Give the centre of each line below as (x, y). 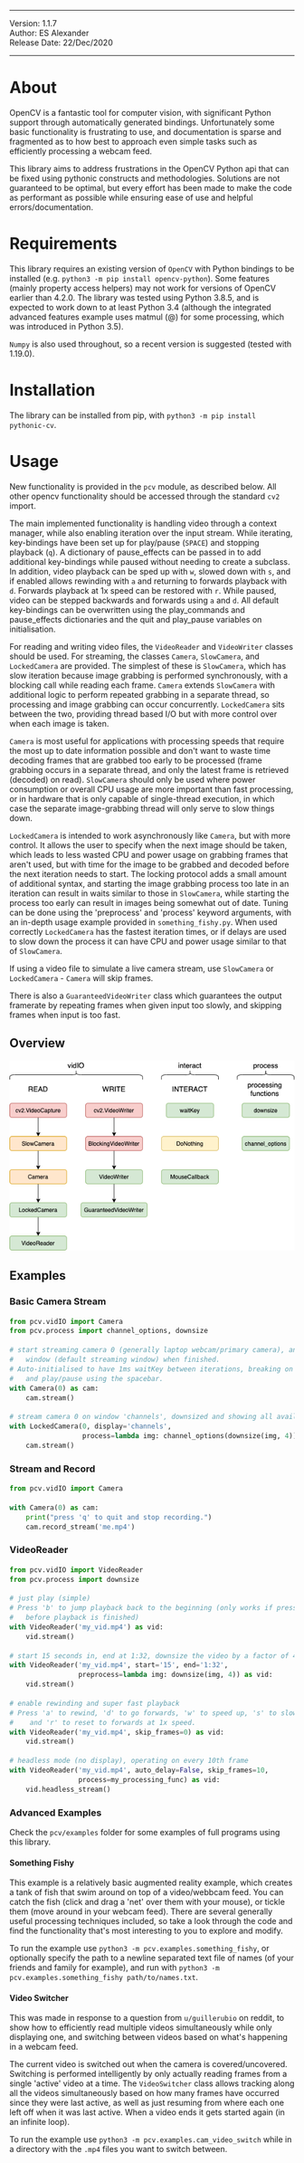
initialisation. (33, 629)
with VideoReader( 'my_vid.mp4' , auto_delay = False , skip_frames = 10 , (139, 1770)
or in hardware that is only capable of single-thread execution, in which (142, 798)
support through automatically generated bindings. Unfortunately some (142, 122)
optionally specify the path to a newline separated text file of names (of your (152, 1958)
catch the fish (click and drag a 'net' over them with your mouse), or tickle (147, 1902)
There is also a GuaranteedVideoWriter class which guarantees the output (146, 996)
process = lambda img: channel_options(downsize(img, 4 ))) (191, 1436)
